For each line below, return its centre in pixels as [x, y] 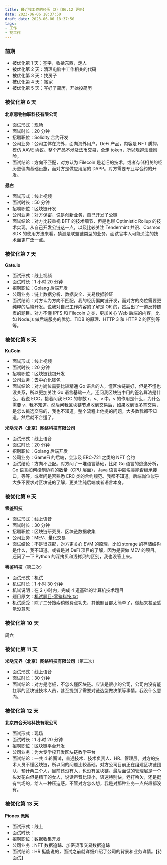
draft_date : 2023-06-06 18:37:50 [40, 19]
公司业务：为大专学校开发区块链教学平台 [54, 752]
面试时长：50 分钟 [31, 202]
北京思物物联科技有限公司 [31, 114]
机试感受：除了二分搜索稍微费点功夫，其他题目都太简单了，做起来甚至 [84, 603]
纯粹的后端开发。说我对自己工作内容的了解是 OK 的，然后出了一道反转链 [86, 307]
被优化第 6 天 [21, 102]
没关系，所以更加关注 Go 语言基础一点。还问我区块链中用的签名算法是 [84, 392]
